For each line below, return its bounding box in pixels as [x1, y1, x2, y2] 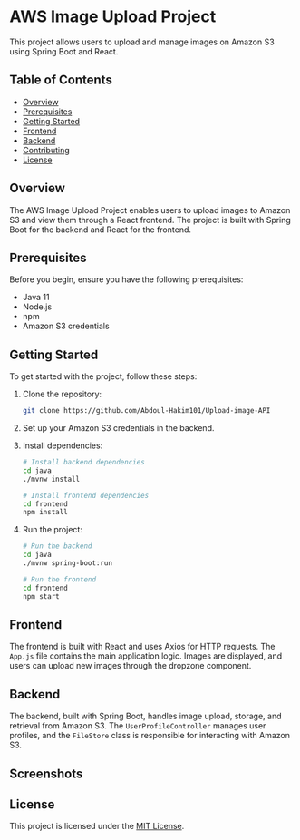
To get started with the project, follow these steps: [9, 371, 198, 382]
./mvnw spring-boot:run [22, 559, 113, 568]
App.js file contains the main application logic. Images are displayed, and [9, 650, 283, 661]
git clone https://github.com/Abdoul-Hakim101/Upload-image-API [22, 406, 271, 415]
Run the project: [22, 524, 83, 535]
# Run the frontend [22, 574, 97, 584]
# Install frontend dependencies [22, 491, 150, 500]
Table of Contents [9, 73, 113, 88]
